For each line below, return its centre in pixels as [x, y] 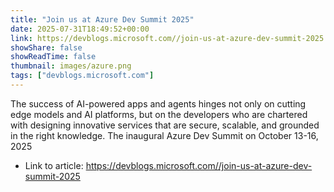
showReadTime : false [53, 57]
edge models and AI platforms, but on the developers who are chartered [159, 114]
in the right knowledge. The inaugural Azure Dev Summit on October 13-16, [164, 135]
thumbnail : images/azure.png [71, 66]
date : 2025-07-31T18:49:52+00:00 [80, 29]
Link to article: [54, 165]
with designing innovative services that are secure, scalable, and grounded [165, 125]
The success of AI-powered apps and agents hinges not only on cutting [158, 103]
